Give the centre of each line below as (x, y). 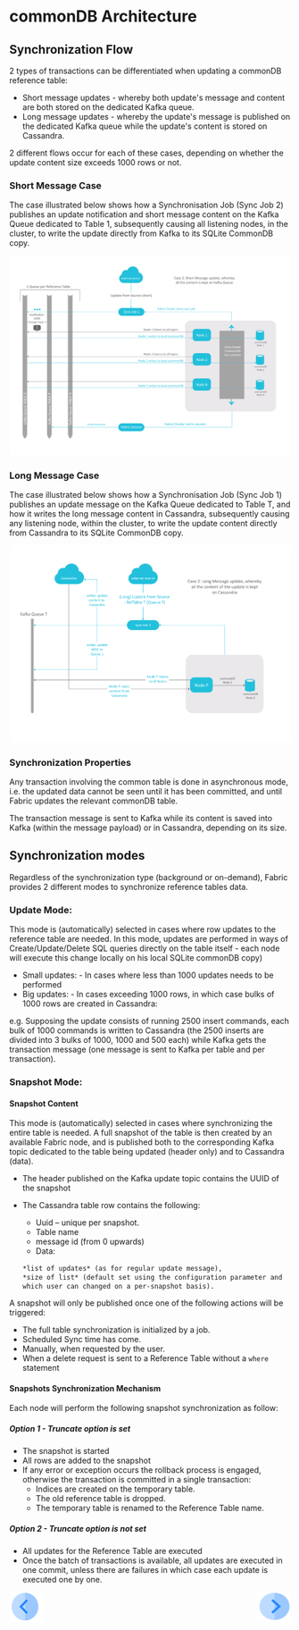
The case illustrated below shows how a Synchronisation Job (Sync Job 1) (146, 495)
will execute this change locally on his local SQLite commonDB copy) (136, 958)
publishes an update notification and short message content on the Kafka (144, 214)
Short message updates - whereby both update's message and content (154, 97)
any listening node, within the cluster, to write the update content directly (144, 524)
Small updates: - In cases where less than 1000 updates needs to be (148, 975)
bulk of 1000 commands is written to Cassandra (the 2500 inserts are (137, 1030)
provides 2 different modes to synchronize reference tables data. (129, 886)
